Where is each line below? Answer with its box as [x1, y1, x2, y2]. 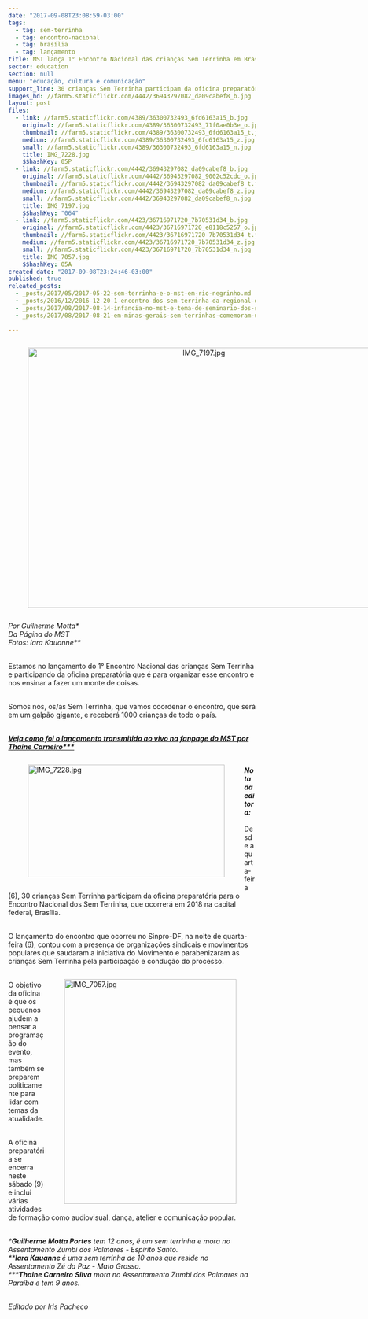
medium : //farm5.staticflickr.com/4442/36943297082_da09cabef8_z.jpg [22, 187, 256, 195]
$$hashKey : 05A [22, 260, 72, 268]
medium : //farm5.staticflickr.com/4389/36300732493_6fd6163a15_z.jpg [22, 135, 256, 144]
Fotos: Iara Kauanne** [8, 637, 81, 647]
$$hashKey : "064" [22, 209, 79, 217]
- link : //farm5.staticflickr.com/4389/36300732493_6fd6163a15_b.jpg [15, 114, 248, 122]
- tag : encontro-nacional [15, 33, 101, 42]
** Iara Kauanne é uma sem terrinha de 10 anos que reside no [8, 1253, 209, 1262]
